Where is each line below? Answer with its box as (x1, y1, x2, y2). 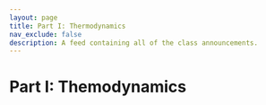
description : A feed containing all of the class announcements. (9, 38, 258, 48)
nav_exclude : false (9, 30, 82, 39)
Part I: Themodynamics (9, 77, 187, 97)
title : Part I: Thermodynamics (9, 22, 126, 31)
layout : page (9, 13, 58, 22)
